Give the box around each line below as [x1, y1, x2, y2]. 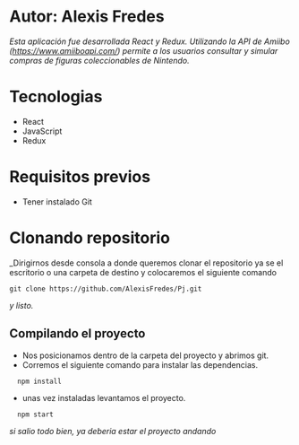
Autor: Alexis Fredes [9, 6, 165, 27]
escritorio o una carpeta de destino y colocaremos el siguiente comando [9, 266, 278, 277]
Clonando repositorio [9, 228, 170, 248]
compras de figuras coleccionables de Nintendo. [9, 55, 190, 65]
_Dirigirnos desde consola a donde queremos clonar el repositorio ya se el [9, 257, 284, 268]
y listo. [9, 300, 34, 310]
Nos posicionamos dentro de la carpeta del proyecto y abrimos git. [21, 350, 269, 361]
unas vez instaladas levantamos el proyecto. [21, 392, 186, 403]
